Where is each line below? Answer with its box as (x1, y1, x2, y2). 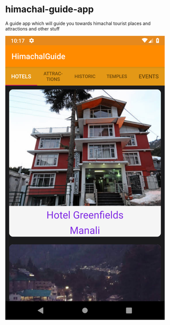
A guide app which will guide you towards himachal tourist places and (5, 20, 151, 26)
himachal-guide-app (5, 4, 94, 15)
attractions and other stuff (5, 25, 60, 31)
